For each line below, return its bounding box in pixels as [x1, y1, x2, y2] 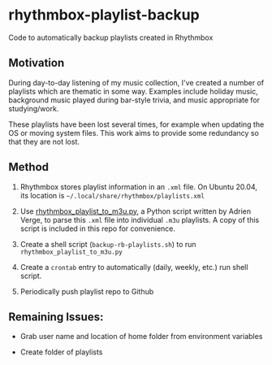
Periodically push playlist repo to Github [19, 286, 154, 296]
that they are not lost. [8, 137, 80, 146]
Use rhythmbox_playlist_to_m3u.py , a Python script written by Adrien [19, 206, 252, 216]
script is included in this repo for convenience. [19, 224, 176, 233]
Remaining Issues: [8, 310, 104, 324]
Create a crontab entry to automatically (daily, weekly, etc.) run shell [19, 262, 248, 272]
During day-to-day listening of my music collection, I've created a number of [8, 77, 265, 87]
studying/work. [8, 103, 59, 113]
